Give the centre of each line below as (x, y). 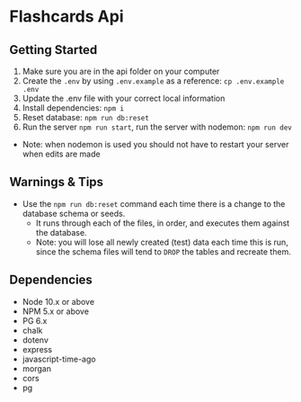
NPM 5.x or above (56, 311)
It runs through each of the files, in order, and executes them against (163, 223)
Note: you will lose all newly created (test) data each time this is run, (162, 242)
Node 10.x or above (58, 301)
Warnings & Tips (57, 182)
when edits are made (61, 154)
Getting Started (53, 50)
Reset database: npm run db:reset (86, 117)
